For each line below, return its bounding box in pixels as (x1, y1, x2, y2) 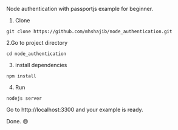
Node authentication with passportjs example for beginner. (6, 5, 154, 12)
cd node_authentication (6, 51, 67, 57)
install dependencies (15, 62, 67, 68)
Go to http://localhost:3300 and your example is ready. (6, 106, 144, 113)
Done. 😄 (6, 118, 29, 125)
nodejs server (6, 96, 43, 102)
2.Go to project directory (6, 39, 68, 46)
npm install (6, 73, 36, 79)
